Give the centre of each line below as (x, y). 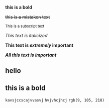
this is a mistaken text (28, 17)
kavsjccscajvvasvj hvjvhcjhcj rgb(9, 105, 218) (55, 100)
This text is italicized (26, 35)
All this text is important (31, 55)
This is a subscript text (25, 26)
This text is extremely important (39, 45)
